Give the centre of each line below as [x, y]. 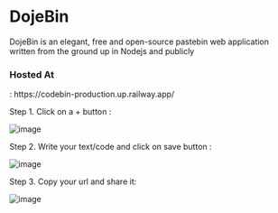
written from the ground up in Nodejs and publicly [102, 51]
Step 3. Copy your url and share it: [73, 181]
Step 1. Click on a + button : [60, 112]
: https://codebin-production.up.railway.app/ [92, 94]
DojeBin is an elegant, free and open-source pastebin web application [139, 42]
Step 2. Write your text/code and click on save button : [111, 147]
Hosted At [32, 74]
